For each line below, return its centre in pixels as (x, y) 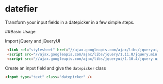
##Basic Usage (20, 31)
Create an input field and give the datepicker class (56, 68)
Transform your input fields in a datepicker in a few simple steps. (70, 22)
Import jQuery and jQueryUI (33, 41)
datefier (21, 9)
